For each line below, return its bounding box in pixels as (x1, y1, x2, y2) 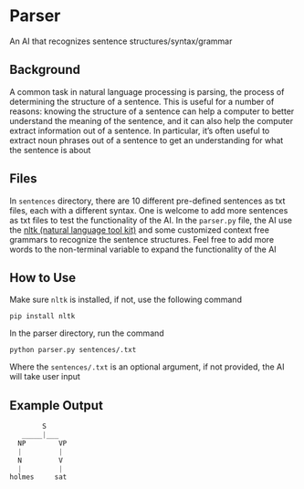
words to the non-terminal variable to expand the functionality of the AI (9, 244, 277, 255)
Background (9, 62, 80, 78)
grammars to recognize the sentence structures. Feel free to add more (9, 234, 275, 244)
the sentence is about (9, 144, 91, 155)
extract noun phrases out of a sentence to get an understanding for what (9, 134, 284, 146)
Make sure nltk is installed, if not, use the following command (9, 294, 242, 306)
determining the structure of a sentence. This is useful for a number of (9, 96, 275, 107)
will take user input (9, 371, 80, 382)
